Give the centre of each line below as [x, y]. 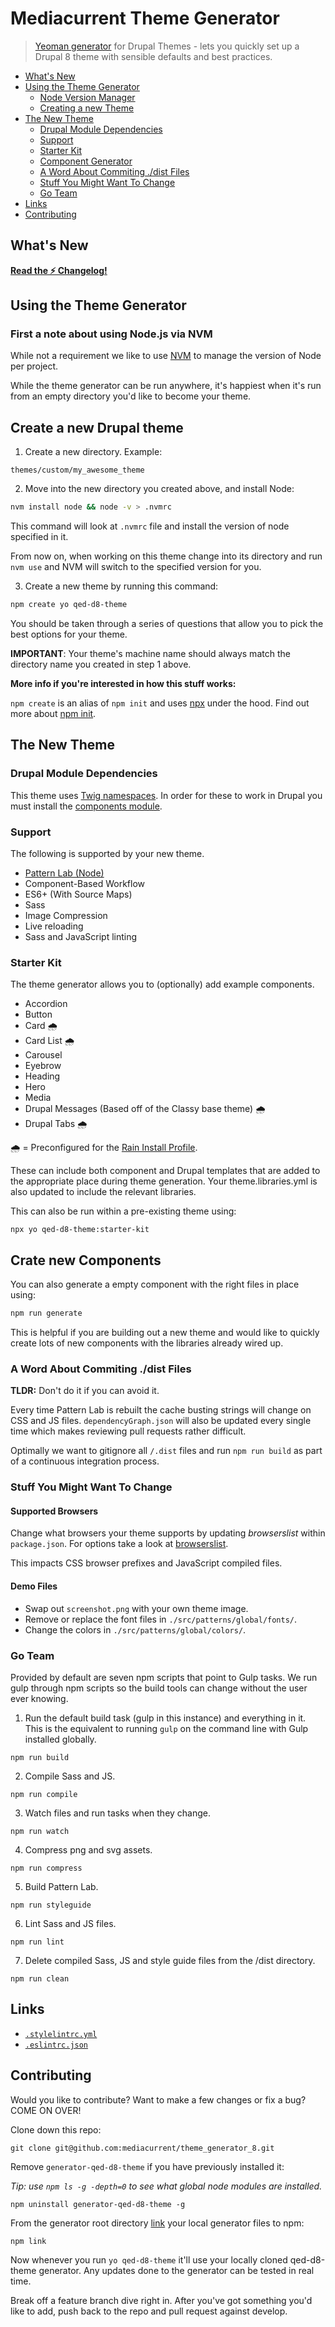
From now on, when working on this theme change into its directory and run [166, 556]
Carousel [43, 1055]
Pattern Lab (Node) [64, 873]
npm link [28, 2241]
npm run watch [40, 1831]
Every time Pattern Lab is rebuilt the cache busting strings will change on [161, 1410]
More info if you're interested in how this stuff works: [123, 683]
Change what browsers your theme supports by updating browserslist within [168, 1533]
